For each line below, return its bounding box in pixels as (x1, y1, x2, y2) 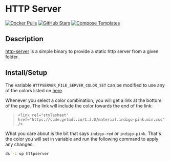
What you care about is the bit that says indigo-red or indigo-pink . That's (5, 130, 161, 137)
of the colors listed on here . (5, 87, 63, 93)
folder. (5, 53, 19, 60)
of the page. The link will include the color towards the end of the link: (5, 102, 153, 109)
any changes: (5, 141, 34, 147)
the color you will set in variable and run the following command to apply (5, 136, 159, 142)
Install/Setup (5, 68, 48, 77)
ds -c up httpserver (5, 151, 50, 156)
